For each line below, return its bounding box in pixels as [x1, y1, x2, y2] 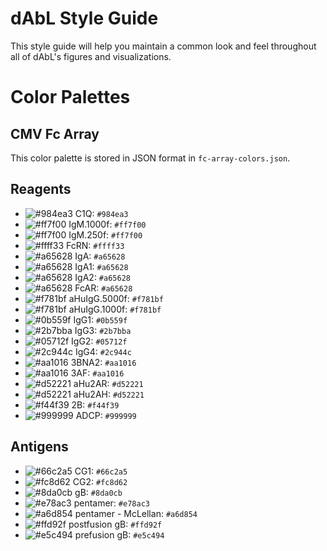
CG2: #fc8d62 [72, 475, 128, 487]
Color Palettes [10, 86, 131, 109]
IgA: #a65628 [74, 250, 126, 262]
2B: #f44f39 [71, 398, 120, 411]
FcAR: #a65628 [74, 282, 133, 294]
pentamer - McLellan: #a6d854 [74, 507, 198, 519]
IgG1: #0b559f [73, 313, 128, 326]
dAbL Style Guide [10, 7, 159, 30]
